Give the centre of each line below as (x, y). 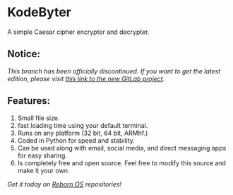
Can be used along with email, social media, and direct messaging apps (122, 148)
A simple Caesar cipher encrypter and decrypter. (78, 32)
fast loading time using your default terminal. (83, 125)
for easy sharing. (42, 155)
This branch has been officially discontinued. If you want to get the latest (114, 71)
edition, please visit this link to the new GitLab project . (86, 78)
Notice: (24, 54)
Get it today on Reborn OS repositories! (65, 184)
